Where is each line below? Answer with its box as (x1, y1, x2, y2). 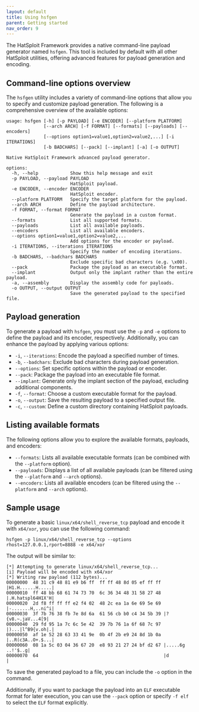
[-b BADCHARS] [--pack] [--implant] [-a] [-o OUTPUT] (43, 144, 180, 150)
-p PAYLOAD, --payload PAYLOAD (11, 175, 89, 182)
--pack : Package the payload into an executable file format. (14, 371, 161, 378)
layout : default (6, 8, 46, 15)
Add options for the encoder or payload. (70, 238, 175, 245)
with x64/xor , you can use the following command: (6, 525, 130, 532)
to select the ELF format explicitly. (6, 699, 88, 706)
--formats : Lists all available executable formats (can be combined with (14, 454, 191, 461)
